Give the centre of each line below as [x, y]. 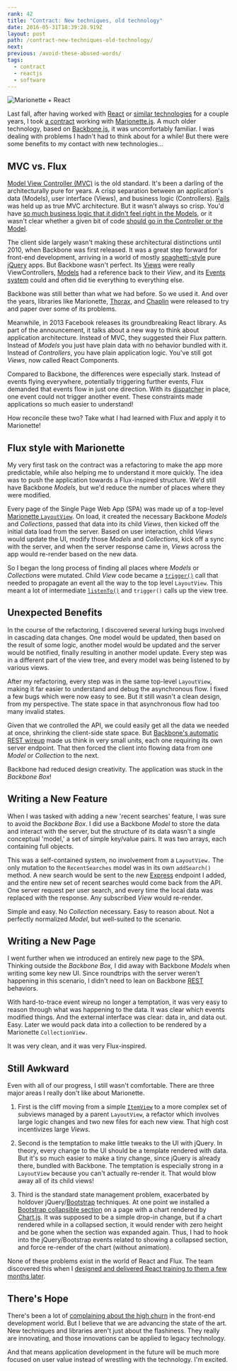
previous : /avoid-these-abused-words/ [64, 54]
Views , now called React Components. [63, 360]
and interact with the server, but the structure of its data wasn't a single [111, 831]
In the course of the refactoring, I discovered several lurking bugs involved [116, 629]
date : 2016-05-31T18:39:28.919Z [55, 27]
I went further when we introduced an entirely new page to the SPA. [106, 958]
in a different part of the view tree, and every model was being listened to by [118, 660]
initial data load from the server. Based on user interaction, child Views [110, 532]
